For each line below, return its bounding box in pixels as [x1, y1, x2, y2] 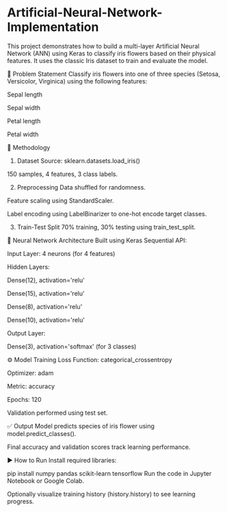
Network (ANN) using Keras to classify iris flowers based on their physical [7, 49, 216, 57]
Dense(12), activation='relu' [7, 276, 85, 284]
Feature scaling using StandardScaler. [7, 196, 114, 205]
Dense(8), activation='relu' [7, 303, 83, 311]
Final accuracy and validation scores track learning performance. [7, 443, 191, 451]
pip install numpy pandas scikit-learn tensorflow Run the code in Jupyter [7, 469, 212, 477]
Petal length [7, 116, 41, 125]
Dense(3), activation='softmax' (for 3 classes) [7, 342, 137, 350]
